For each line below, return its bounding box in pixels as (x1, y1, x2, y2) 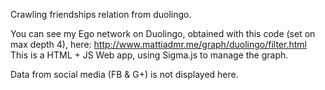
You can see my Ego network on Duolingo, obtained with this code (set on (10, 28, 316, 39)
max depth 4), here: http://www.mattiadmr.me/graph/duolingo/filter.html (10, 39, 307, 50)
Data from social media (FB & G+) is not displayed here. (10, 69, 239, 80)
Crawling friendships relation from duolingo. (10, 9, 192, 20)
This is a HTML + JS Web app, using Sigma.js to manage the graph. (10, 49, 289, 61)
